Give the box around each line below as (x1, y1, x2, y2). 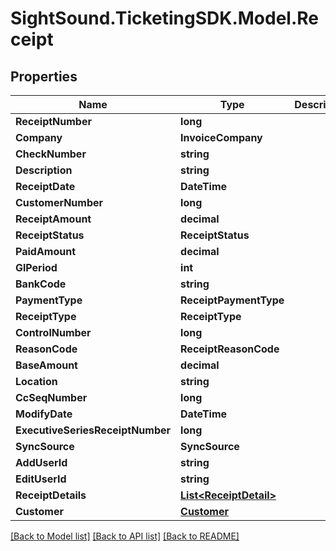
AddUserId (15, 456, 68, 469)
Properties (10, 68, 78, 85)
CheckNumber (15, 147, 87, 161)
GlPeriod (15, 261, 58, 274)
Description (15, 163, 73, 177)
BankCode (15, 277, 67, 291)
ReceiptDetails (15, 488, 87, 502)
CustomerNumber (15, 196, 104, 209)
